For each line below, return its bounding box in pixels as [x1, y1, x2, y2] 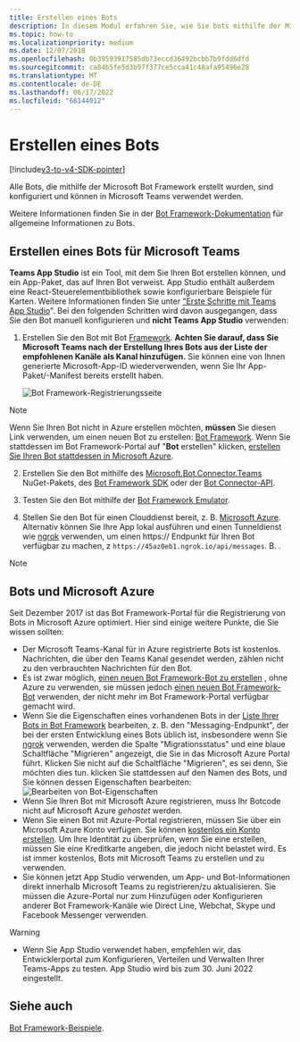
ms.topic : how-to [9, 29, 74, 38]
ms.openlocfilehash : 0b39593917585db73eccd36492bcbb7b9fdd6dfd [9, 55, 250, 63]
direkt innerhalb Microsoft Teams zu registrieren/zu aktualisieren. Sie [21, 881, 277, 892]
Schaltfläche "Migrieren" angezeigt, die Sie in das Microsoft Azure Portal [21, 748, 290, 759]
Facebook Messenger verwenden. [21, 909, 149, 920]
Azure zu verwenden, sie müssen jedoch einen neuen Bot [21, 681, 235, 693]
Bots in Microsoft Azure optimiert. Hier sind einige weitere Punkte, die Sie [9, 617, 279, 627]
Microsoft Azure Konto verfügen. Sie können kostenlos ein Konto [21, 824, 261, 835]
